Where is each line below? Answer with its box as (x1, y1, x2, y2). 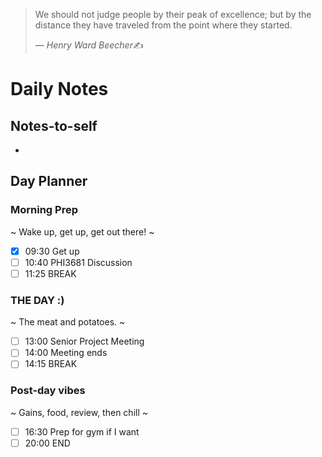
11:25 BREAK (24, 267, 77, 279)
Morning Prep (10, 203, 78, 217)
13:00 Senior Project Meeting (24, 335, 145, 348)
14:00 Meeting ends (24, 347, 108, 359)
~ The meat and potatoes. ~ (10, 316, 126, 328)
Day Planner (10, 173, 88, 190)
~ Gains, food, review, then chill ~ (10, 406, 149, 418)
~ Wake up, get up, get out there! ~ (10, 225, 155, 238)
